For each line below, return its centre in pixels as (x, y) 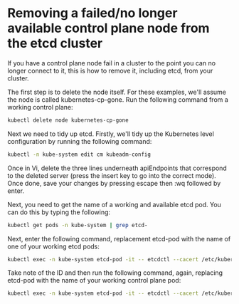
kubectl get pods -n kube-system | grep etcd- (78, 225)
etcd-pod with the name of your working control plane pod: (94, 281)
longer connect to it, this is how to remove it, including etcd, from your (110, 70)
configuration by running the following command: (80, 141)
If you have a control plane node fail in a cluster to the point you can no (111, 63)
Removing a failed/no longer (92, 13)
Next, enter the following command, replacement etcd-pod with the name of (119, 239)
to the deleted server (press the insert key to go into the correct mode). (112, 175)
